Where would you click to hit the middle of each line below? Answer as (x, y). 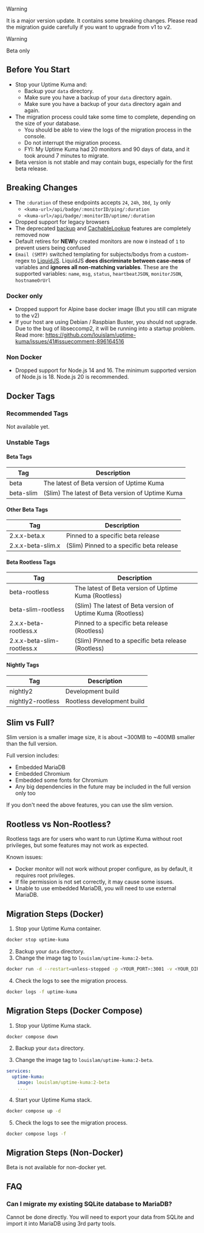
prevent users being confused (53, 248)
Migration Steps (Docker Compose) (74, 1011)
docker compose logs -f (36, 1134)
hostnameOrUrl (33, 280)
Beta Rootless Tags (31, 562)
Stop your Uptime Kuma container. (58, 929)
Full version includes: (33, 756)
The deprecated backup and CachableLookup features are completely (103, 228)
